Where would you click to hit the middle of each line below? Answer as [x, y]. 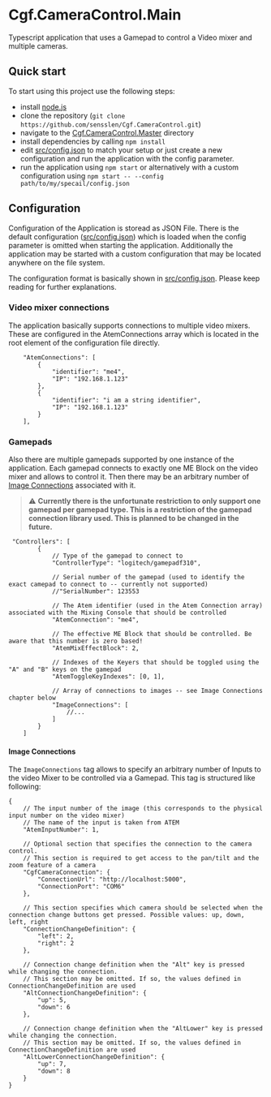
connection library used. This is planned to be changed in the [133, 518]
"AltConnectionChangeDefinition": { [85, 993]
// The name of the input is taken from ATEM [101, 823]
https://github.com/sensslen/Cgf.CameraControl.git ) [110, 124]
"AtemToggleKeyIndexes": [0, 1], [108, 677]
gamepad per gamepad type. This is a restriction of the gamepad [140, 510]
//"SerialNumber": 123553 [95, 592]
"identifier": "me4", [88, 372]
